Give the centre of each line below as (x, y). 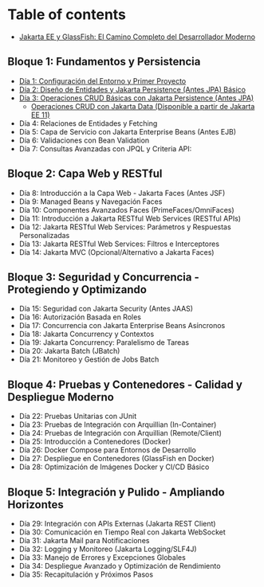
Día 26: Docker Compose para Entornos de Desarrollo (107, 450)
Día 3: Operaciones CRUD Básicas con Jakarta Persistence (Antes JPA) (136, 98)
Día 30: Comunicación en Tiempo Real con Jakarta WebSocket (122, 532)
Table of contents (67, 15)
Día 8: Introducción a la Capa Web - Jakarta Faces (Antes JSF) (122, 193)
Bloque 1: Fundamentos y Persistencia (104, 62)
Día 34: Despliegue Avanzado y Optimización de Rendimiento (120, 566)
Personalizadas (44, 235)
